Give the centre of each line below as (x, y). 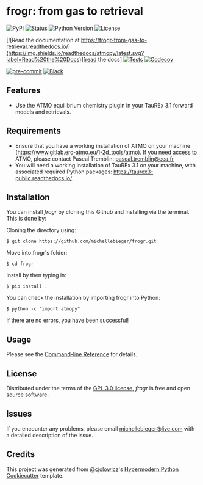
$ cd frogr (20, 264)
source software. (28, 395)
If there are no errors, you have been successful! (68, 320)
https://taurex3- (134, 172)
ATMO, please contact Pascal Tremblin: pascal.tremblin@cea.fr (94, 159)
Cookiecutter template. (35, 475)
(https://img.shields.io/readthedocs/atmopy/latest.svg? (75, 53)
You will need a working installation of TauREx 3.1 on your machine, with (105, 165)
